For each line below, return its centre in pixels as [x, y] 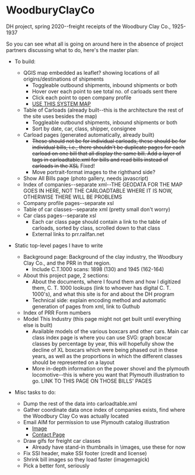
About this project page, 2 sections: [66, 275]
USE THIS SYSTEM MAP [61, 103]
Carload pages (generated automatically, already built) [89, 134]
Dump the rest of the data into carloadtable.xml [80, 403]
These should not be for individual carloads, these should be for [109, 141]
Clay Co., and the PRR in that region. [67, 263]
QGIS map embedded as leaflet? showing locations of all [91, 72]
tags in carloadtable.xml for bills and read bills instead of [100, 160]
